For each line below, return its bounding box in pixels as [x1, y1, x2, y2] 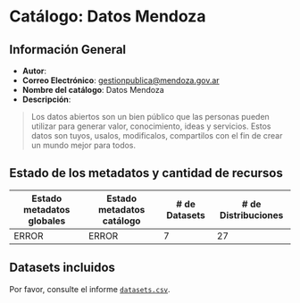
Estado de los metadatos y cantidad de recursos [9, 165, 283, 181]
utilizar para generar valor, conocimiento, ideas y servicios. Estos [30, 121, 271, 131]
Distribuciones [220, 208, 284, 221]
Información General [9, 42, 127, 57]
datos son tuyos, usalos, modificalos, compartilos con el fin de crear [30, 130, 283, 140]
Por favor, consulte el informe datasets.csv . [9, 283, 171, 294]
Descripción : [21, 94, 71, 105]
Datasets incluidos [9, 260, 116, 275]
